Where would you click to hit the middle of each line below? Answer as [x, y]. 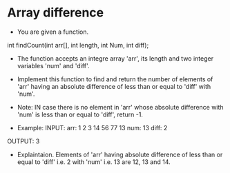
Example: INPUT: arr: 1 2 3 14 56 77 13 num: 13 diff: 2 [92, 128]
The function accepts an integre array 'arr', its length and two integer [115, 58]
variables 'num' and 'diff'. [53, 65]
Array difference [56, 13]
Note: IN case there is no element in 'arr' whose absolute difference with [120, 107]
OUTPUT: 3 [23, 141]
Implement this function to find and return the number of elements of [115, 79]
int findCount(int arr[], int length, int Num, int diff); [78, 45]
